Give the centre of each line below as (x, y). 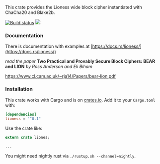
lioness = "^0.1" (23, 119)
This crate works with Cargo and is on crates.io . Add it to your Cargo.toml (80, 100)
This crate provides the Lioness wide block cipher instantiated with (74, 7)
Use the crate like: (24, 128)
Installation (19, 89)
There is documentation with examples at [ (49, 46)
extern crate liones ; (28, 138)
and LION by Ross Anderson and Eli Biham (49, 67)
